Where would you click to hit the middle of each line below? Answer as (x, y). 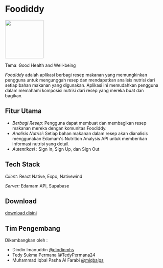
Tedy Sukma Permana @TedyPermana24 (54, 255)
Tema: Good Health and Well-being (40, 65)
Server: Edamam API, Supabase (37, 186)
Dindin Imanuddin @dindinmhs (43, 250)
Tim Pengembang (33, 228)
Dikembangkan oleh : (26, 240)
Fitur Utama (23, 111)
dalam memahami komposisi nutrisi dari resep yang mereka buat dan (75, 90)
